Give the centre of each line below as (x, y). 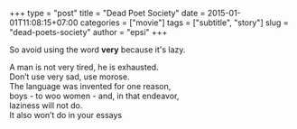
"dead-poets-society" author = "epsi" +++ (88, 32)
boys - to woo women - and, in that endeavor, (94, 96)
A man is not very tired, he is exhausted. (84, 67)
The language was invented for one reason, (90, 86)
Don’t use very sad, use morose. (70, 77)
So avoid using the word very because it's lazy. (97, 50)
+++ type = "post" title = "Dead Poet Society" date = (107, 13)
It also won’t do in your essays (66, 115)
